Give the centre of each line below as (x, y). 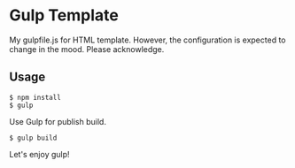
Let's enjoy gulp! (39, 154)
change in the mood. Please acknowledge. (87, 49)
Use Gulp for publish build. (58, 121)
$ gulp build (33, 138)
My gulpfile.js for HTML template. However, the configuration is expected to (147, 40)
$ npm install (35, 97)
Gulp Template (64, 15)
